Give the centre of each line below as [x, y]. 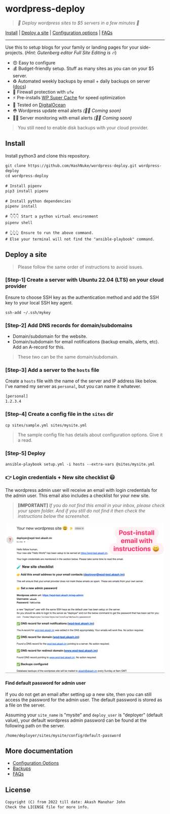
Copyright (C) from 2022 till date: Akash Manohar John [65, 802]
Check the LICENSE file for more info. [47, 807]
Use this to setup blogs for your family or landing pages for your [72, 47]
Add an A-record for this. [38, 347]
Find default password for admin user [46, 683]
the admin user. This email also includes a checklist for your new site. [78, 496]
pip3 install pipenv [27, 191]
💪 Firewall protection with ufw [43, 92]
